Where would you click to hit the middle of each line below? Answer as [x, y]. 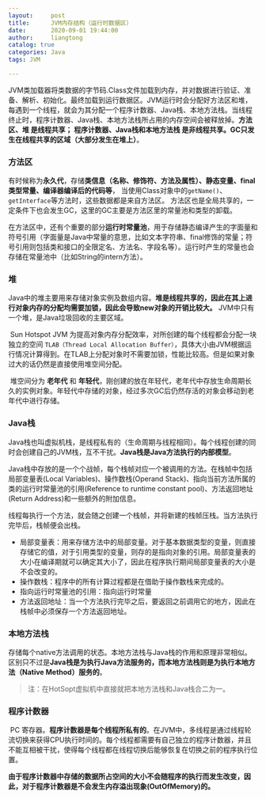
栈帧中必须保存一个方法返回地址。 [75, 611]
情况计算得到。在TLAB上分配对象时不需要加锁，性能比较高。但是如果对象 [135, 354]
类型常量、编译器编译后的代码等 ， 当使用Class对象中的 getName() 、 [118, 191]
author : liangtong [46, 38]
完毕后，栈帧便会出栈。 [46, 525]
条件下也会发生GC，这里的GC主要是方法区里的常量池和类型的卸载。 [126, 210]
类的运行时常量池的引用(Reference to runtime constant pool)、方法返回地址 [131, 488]
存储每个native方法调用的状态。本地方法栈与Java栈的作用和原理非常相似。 [130, 653]
